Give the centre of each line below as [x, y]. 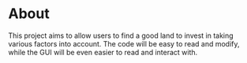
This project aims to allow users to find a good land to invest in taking [121, 35]
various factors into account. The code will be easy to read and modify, [124, 43]
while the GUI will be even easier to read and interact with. [103, 52]
